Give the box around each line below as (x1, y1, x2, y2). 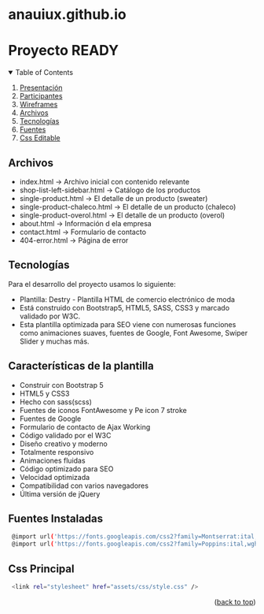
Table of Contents (15, 68, 73, 77)
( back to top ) (214, 597, 256, 606)
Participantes (19, 91, 63, 101)
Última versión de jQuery (19, 489, 101, 498)
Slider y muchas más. (19, 337, 90, 346)
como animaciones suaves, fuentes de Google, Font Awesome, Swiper (19, 328, 248, 337)
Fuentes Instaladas (8, 512, 104, 525)
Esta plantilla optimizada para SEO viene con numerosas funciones (19, 319, 236, 329)
